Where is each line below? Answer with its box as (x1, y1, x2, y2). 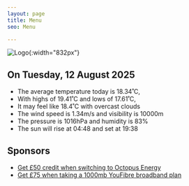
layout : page (7, 10, 45, 17)
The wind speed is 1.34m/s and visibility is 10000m (17, 110, 164, 118)
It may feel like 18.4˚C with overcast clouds (17, 102, 141, 110)
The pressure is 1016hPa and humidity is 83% (17, 117, 149, 126)
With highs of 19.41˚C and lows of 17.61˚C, (17, 95, 136, 103)
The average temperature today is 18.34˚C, (17, 87, 141, 96)
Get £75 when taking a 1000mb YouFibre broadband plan (17, 171, 182, 179)
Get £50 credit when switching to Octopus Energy (17, 164, 162, 171)
